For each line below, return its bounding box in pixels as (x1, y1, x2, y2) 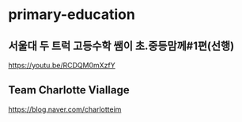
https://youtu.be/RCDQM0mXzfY (8, 61, 116, 70)
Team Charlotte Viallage (8, 83, 130, 97)
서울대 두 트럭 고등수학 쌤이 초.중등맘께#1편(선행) (8, 39, 235, 52)
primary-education (8, 6, 136, 24)
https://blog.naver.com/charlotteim (8, 105, 122, 114)
